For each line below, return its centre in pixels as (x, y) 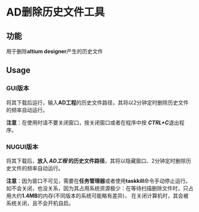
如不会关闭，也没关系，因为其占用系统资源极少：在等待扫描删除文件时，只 (97, 188)
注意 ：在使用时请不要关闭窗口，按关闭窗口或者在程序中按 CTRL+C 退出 (93, 122)
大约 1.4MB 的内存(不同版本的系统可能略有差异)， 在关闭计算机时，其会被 (100, 195)
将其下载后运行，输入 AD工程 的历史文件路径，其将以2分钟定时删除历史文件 (97, 102)
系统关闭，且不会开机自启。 (40, 203)
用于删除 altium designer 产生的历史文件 (55, 51)
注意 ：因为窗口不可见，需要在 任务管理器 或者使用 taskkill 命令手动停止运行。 (99, 181)
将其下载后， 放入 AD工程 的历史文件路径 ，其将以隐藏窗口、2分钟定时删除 (96, 160)
